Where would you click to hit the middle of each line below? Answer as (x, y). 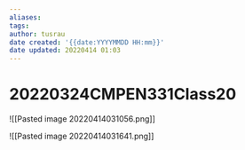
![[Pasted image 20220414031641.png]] (82, 136)
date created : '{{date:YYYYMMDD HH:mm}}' (87, 42)
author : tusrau (37, 34)
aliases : (25, 17)
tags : (19, 26)
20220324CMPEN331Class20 (123, 95)
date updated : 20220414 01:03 (65, 51)
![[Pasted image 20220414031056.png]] (82, 119)
